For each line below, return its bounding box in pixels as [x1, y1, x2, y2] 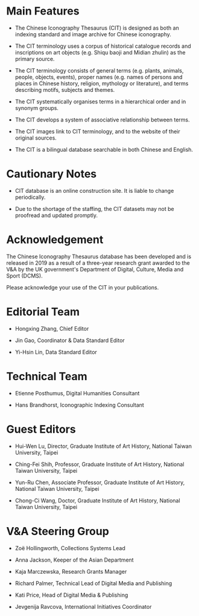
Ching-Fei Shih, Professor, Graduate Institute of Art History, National [14, 461, 185, 468]
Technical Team [6, 369, 87, 383]
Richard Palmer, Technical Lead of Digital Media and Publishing [14, 579, 172, 587]
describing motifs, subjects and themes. [14, 86, 115, 93]
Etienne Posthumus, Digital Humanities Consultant [14, 389, 140, 397]
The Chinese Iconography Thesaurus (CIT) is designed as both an [14, 24, 179, 31]
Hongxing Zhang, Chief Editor [14, 325, 89, 332]
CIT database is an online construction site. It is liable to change [14, 187, 174, 194]
